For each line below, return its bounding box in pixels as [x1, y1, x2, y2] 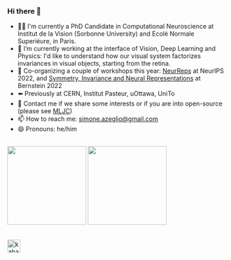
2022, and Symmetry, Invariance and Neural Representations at [17, 74, 201, 82]
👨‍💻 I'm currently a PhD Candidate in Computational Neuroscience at [17, 22, 214, 31]
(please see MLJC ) [17, 107, 73, 115]
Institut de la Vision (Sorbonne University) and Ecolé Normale [17, 29, 195, 38]
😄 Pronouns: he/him [17, 125, 77, 133]
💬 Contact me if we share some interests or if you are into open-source [17, 99, 223, 108]
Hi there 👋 [7, 6, 42, 16]
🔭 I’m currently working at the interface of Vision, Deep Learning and [17, 45, 216, 53]
